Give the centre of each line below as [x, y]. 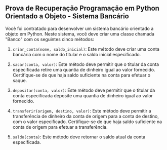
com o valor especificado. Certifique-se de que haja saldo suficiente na [87, 122]
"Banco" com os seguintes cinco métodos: [50, 39]
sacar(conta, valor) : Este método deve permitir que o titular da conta [86, 64]
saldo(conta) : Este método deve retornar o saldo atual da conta [79, 137]
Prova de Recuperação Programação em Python [82, 8]
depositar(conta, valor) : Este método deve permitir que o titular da [84, 90]
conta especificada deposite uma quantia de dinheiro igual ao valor [83, 95]
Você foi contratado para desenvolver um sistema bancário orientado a [79, 28]
